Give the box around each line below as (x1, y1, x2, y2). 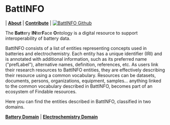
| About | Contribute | (5, 20, 52, 26)
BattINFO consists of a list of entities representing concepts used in (5, 45, 147, 51)
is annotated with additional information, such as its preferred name (5, 56, 147, 62)
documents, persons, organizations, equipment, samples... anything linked (5, 78, 161, 84)
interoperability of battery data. (5, 35, 71, 41)
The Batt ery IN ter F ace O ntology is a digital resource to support (5, 30, 138, 36)
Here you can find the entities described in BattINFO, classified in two (5, 98, 151, 105)
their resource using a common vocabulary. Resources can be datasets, (5, 72, 156, 78)
